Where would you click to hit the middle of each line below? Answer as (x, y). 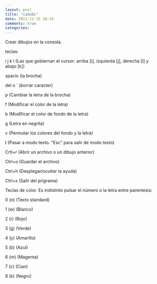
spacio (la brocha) (24, 76)
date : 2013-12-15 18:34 (30, 19)
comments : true (21, 23)
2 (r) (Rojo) (16, 219)
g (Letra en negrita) (25, 124)
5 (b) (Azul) (17, 248)
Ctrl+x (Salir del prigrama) (31, 181)
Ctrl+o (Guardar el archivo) (32, 162)
